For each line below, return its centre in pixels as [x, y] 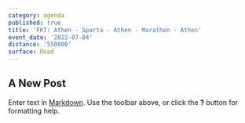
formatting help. [34, 110]
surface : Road [31, 52]
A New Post [37, 83]
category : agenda [37, 15]
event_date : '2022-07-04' [50, 37]
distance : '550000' [40, 45]
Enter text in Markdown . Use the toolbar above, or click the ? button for [123, 102]
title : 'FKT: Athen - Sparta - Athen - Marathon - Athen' [105, 30]
